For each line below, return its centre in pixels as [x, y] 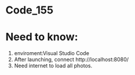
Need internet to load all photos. [53, 66]
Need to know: [42, 37]
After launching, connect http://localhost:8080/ [71, 60]
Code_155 [29, 10]
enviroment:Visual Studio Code [52, 53]
